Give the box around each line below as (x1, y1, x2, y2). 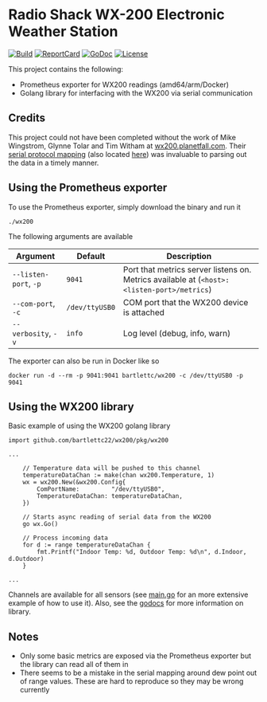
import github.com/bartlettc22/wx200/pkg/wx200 (8, 437, 169, 445)
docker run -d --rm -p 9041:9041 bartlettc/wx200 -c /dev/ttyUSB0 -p (8, 371, 244, 379)
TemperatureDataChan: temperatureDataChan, (37, 492, 183, 500)
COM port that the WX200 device (122, 296, 249, 308)
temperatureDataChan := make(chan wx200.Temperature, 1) (22, 472, 215, 480)
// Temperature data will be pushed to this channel (22, 465, 201, 473)
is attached (122, 307, 165, 318)
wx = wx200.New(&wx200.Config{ (22, 478, 126, 487)
